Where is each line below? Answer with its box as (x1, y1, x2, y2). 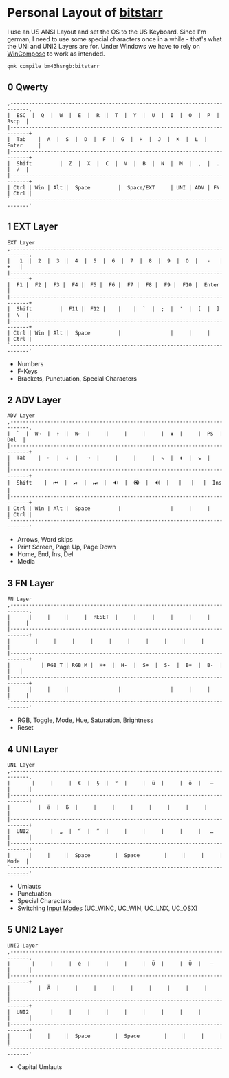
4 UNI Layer (7, 743, 58, 755)
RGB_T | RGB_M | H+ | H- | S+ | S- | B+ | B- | (47, 662, 223, 669)
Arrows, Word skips (17, 536, 74, 544)
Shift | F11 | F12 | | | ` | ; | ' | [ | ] (16, 305, 220, 313)
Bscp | (7, 118, 30, 125)
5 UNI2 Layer (7, 924, 64, 936)
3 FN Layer (7, 577, 54, 589)
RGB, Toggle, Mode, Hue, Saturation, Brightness (17, 716, 154, 724)
